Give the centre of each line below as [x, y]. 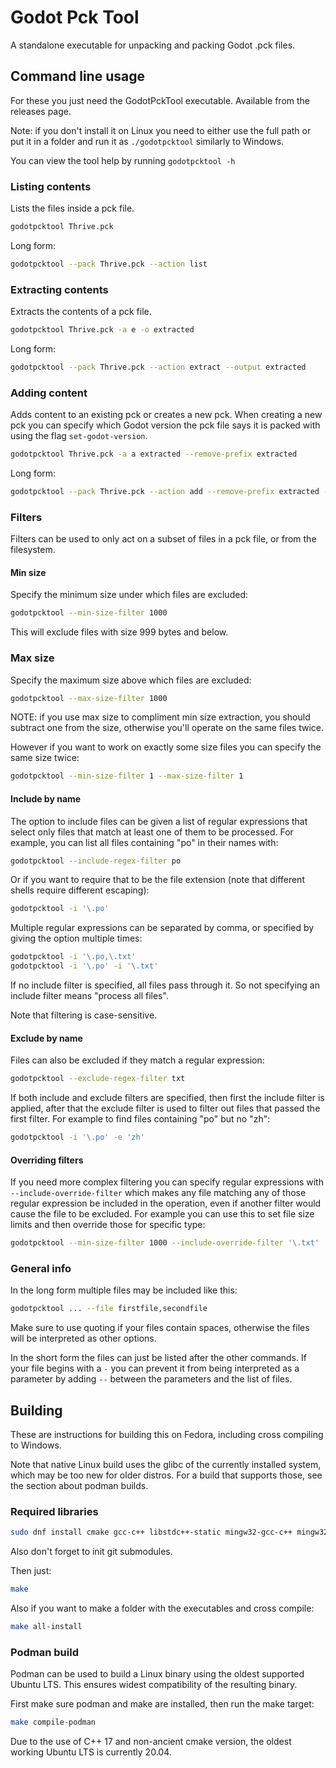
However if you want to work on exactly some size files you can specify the [166, 747]
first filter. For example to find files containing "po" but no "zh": [140, 1119]
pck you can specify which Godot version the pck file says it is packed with [165, 425]
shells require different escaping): [80, 890]
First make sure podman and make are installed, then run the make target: [162, 1704]
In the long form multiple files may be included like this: [124, 1290]
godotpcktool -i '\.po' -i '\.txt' [84, 966]
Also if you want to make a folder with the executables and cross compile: [162, 1608]
